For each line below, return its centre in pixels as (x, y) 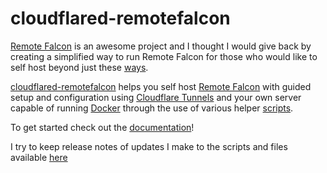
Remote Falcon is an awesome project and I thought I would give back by (161, 46)
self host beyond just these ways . (79, 67)
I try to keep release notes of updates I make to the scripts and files (149, 146)
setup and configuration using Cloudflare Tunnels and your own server (156, 97)
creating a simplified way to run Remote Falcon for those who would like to (164, 56)
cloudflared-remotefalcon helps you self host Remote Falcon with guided (161, 86)
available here (39, 157)
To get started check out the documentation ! (102, 127)
